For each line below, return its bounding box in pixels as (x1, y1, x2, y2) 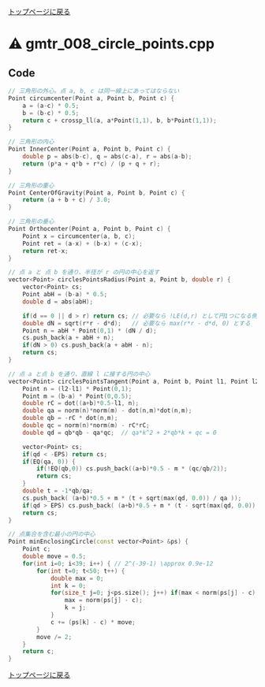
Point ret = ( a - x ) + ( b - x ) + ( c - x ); (22, 240, 144, 247)
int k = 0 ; (50, 581, 87, 589)
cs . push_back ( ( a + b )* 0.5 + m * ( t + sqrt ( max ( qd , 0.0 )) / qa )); (22, 494, 242, 502)
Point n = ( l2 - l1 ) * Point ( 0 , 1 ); (22, 384, 132, 392)
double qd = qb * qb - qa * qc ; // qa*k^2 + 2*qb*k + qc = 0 (22, 429, 217, 436)
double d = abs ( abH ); (22, 298, 93, 306)
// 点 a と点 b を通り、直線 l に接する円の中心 (8, 369, 151, 378)
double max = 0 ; (50, 574, 104, 582)
